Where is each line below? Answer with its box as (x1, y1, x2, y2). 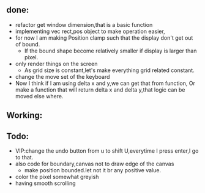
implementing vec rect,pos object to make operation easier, (15, 27, 165, 35)
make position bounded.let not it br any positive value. (24, 167, 161, 174)
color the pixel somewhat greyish (15, 173, 99, 181)
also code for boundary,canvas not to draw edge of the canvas (15, 160, 174, 167)
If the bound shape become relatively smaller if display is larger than (24, 47, 197, 54)
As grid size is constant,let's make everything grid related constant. (24, 67, 195, 74)
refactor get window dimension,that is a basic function (15, 21, 153, 28)
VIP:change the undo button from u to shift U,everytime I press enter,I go (15, 147, 199, 155)
